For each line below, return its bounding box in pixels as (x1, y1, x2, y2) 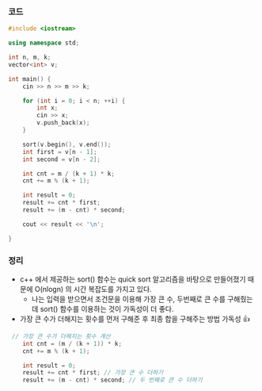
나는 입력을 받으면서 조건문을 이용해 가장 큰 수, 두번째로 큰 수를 (31, 294, 226, 304)
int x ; (36, 104, 59, 112)
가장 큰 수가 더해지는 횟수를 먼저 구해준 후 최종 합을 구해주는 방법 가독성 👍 (19, 314, 251, 324)
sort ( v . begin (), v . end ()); (22, 140, 112, 148)
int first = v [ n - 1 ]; (22, 148, 97, 155)
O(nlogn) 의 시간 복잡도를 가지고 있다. (34, 284, 152, 293)
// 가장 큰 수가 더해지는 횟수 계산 (11, 332, 111, 340)
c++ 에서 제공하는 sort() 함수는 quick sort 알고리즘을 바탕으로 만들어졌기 (19, 274, 246, 284)
